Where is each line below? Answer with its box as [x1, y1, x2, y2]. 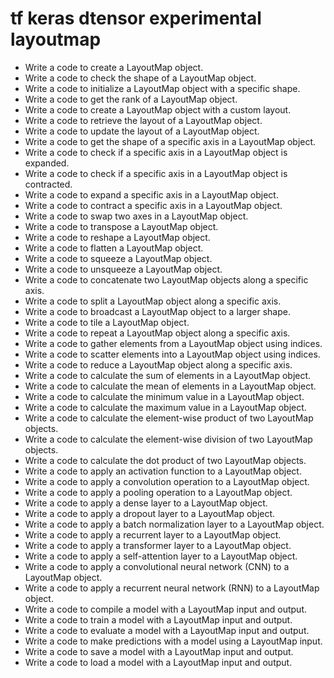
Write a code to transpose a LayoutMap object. [24, 220, 219, 232]
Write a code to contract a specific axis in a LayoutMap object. [24, 199, 283, 211]
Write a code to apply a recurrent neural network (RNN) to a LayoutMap [24, 582, 320, 594]
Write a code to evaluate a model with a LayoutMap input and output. [24, 624, 310, 636]
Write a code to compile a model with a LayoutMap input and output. [24, 603, 307, 615]
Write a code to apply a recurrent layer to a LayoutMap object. [24, 528, 282, 541]
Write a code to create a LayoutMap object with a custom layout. [24, 103, 292, 116]
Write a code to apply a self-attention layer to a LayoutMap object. [24, 550, 298, 562]
